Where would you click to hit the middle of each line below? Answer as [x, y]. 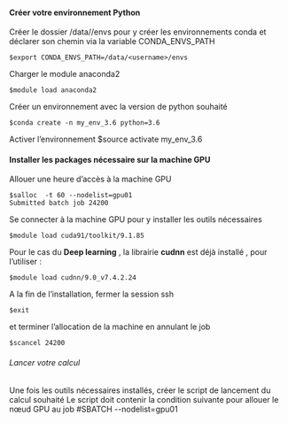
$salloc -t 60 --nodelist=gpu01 [71, 196]
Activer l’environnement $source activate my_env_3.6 [106, 139]
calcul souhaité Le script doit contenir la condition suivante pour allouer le [144, 399]
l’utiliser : [26, 262]
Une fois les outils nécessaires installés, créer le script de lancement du [140, 390]
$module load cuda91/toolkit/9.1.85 [77, 236]
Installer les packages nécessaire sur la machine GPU [110, 159]
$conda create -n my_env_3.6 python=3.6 [85, 123]
